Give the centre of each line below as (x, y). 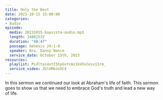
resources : (16, 60)
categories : (17, 19)
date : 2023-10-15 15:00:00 (33, 14)
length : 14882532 (27, 37)
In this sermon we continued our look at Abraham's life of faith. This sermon (82, 83)
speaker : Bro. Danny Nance (37, 50)
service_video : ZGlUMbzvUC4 (38, 69)
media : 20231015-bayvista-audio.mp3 (47, 32)
